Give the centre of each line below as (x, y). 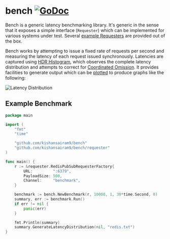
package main (19, 115)
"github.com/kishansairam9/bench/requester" (62, 148)
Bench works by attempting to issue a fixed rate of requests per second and (85, 51)
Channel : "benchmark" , (52, 181)
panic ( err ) (35, 209)
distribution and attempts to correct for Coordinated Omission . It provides (82, 67)
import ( (14, 124)
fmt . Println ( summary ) (37, 223)
